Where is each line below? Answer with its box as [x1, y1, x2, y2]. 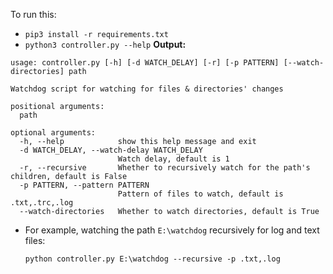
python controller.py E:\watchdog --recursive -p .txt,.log [24, 254, 281, 264]
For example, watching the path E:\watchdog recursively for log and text [24, 224, 320, 236]
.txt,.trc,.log [10, 198, 74, 208]
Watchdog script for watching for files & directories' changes [10, 84, 284, 94]
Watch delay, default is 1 [117, 154, 230, 164]
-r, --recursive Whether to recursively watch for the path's [19, 163, 311, 173]
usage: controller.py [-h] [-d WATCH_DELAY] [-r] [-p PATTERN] [10, 58, 280, 68]
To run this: [10, 9, 57, 20]
